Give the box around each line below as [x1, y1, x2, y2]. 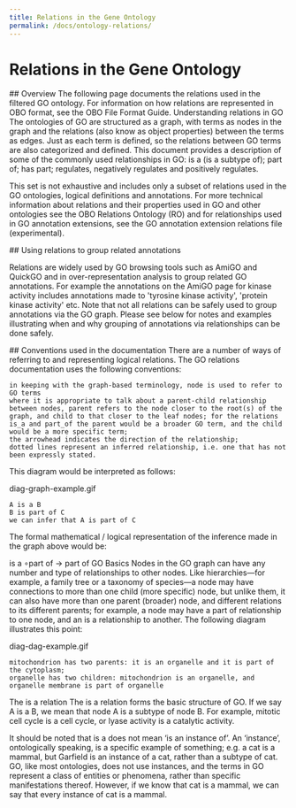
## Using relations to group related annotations [9, 245, 181, 256]
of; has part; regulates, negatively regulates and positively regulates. [9, 164, 259, 174]
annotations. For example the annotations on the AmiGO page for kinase [9, 281, 272, 292]
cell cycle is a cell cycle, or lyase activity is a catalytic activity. [9, 716, 235, 727]
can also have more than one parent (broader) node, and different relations [9, 596, 283, 606]
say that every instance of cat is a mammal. [9, 789, 168, 800]
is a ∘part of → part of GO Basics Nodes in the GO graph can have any [9, 558, 266, 569]
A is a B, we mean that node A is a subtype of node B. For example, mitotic [9, 706, 281, 717]
